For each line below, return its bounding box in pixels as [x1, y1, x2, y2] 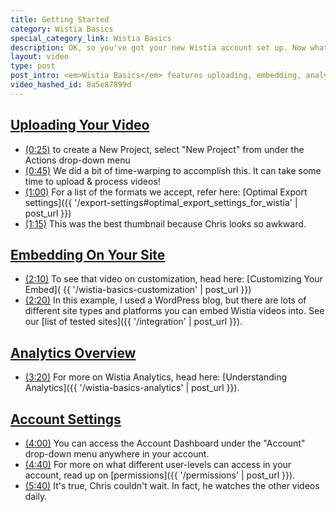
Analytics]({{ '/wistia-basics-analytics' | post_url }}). [24, 382, 240, 394]
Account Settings [10, 411, 122, 428]
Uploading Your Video [10, 117, 150, 134]
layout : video [10, 52, 70, 62]
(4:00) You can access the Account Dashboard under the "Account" [24, 437, 306, 449]
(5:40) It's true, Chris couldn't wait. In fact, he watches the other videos [24, 480, 320, 491]
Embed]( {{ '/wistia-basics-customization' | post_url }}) [24, 284, 252, 296]
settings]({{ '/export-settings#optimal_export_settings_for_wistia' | [24, 196, 298, 208]
